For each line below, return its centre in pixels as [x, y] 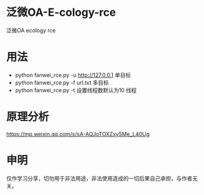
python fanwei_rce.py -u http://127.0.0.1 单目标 [73, 75]
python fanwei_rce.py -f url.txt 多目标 [62, 82]
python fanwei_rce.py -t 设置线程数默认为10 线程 [76, 90]
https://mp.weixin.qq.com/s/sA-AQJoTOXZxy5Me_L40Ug [78, 134]
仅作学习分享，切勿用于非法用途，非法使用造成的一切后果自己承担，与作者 [99, 178]
